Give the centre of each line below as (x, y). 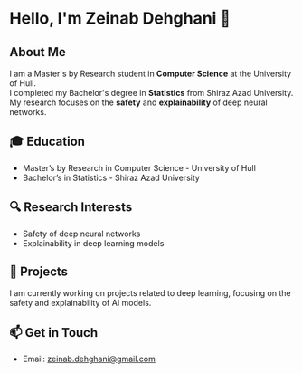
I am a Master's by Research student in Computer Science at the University (151, 73)
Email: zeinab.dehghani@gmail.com (89, 359)
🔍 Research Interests (71, 207)
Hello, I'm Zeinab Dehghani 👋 (120, 19)
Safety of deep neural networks (81, 234)
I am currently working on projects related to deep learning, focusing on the (150, 293)
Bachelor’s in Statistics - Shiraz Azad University (111, 177)
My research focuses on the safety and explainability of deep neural (139, 102)
